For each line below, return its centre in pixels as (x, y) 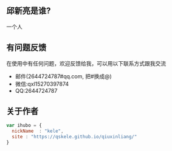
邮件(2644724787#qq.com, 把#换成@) (64, 76)
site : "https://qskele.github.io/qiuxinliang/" (74, 137)
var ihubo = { (24, 126)
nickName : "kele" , (38, 131)
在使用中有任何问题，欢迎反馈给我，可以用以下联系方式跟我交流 (86, 63)
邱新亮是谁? (29, 11)
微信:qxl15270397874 (42, 84)
